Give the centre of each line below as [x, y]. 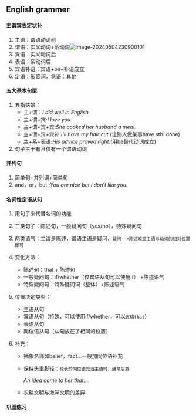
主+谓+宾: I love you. [48, 119]
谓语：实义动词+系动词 [42, 47]
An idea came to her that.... [56, 380]
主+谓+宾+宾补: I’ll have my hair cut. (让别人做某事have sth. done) [102, 134]
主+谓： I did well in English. [57, 112]
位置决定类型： [33, 297]
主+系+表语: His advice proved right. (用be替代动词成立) [90, 141]
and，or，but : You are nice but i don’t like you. [71, 185]
